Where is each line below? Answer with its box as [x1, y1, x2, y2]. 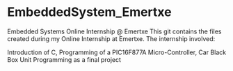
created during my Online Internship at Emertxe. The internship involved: [7, 34, 216, 42]
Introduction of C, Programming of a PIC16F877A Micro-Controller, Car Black [7, 48, 227, 56]
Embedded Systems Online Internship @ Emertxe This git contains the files [7, 27, 222, 35]
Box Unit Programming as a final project [7, 55, 122, 63]
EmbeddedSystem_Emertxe [7, 4, 172, 20]
